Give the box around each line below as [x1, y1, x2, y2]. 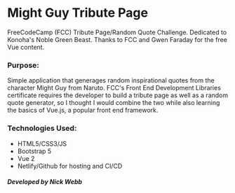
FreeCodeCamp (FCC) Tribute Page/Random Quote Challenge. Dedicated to [7, 28, 227, 36]
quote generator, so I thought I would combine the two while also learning [7, 99, 220, 107]
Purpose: [7, 60, 40, 70]
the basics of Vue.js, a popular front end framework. [7, 106, 159, 115]
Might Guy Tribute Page [7, 5, 149, 21]
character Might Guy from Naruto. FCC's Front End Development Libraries [7, 84, 221, 92]
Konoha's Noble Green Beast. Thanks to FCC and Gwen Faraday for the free [7, 35, 228, 43]
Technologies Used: [7, 124, 77, 134]
